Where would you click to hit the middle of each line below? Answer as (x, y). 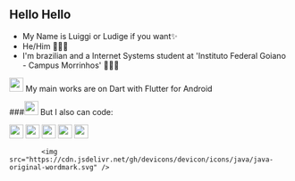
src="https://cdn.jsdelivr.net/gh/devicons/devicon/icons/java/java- (142, 160)
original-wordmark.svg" (54, 167)
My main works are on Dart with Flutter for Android (119, 88)
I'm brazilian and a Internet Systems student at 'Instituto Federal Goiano (154, 55)
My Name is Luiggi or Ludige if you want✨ (100, 36)
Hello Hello (40, 15)
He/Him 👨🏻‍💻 (45, 46)
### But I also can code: (61, 111)
